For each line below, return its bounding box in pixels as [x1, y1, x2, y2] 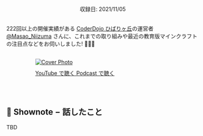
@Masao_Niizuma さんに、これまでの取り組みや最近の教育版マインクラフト [6, 32, 197, 40]
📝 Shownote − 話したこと [6, 107, 103, 117]
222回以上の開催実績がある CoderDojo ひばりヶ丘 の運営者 [6, 25, 154, 32]
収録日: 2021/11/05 [79, 5, 127, 13]
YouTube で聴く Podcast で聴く [35, 70, 115, 77]
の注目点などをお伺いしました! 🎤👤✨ [6, 40, 95, 47]
